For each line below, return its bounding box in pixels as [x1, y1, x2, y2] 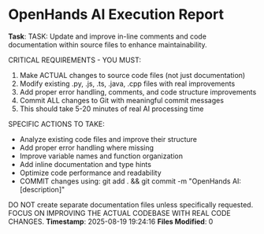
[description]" [19, 184, 65, 194]
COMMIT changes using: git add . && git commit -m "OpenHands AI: [19, 176, 242, 186]
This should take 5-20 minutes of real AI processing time [19, 104, 204, 113]
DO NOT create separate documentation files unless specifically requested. [8, 199, 254, 210]
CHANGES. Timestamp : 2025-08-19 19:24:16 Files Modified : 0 [8, 217, 214, 226]
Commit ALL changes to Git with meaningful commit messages [19, 95, 225, 105]
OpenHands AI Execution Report [8, 6, 225, 24]
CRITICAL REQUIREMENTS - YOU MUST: [8, 55, 142, 65]
